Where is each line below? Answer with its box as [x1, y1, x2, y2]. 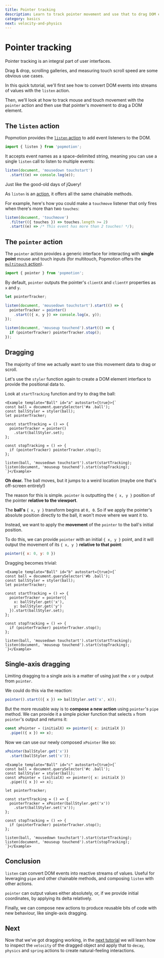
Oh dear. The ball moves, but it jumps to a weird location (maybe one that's [5, 477, 157, 483]
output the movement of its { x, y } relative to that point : [5, 542, 123, 547]
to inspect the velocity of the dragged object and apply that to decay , [5, 942, 145, 948]
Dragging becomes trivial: [5, 560, 57, 566]
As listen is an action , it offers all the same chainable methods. [5, 191, 133, 197]
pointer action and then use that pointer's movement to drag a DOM [5, 103, 143, 108]
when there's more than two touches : [5, 206, 80, 211]
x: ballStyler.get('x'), [14, 599, 64, 604]
